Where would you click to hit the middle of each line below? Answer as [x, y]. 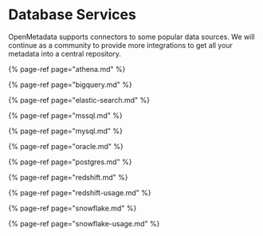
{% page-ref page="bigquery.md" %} [71, 85]
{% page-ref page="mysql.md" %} [66, 131]
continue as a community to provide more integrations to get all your [121, 45]
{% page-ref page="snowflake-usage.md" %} [84, 223]
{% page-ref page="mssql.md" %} [65, 115]
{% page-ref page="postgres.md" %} [70, 162]
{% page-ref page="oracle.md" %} [66, 146]
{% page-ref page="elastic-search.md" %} [79, 100]
